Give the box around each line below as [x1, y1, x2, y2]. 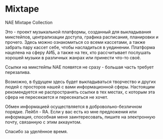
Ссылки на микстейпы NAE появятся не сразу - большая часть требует [5, 64, 154, 70]
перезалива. [5, 69, 31, 75]
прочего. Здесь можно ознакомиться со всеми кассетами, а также [5, 39, 146, 45]
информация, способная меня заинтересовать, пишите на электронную [5, 114, 156, 120]
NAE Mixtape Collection [5, 19, 53, 25]
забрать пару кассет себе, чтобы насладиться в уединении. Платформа [5, 44, 155, 50]
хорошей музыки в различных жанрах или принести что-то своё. [5, 54, 141, 60]
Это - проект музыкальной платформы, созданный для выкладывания [5, 29, 152, 35]
